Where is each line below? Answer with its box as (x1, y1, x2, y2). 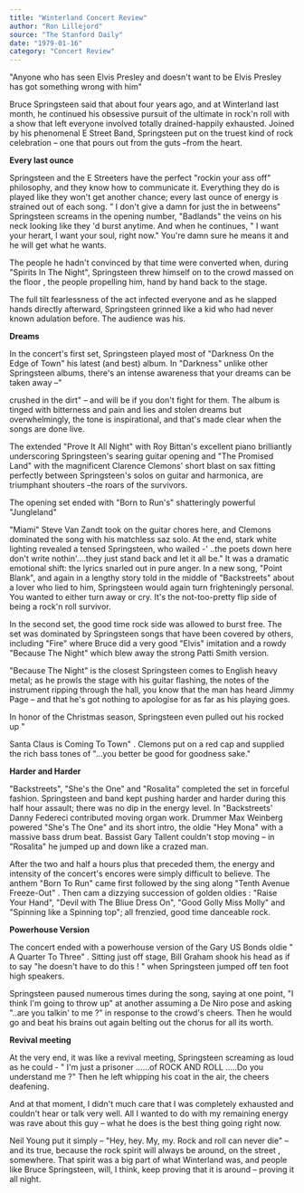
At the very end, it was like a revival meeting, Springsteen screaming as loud (9, 1052, 294, 1064)
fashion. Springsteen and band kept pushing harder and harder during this (9, 793, 287, 804)
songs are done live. (9, 424, 85, 434)
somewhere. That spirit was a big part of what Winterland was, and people (9, 1155, 288, 1166)
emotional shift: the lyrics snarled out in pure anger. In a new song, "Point (9, 563, 283, 574)
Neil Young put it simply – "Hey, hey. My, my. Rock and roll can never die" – (9, 1135, 290, 1146)
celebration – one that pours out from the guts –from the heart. (9, 138, 242, 148)
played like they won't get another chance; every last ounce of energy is (9, 192, 279, 203)
